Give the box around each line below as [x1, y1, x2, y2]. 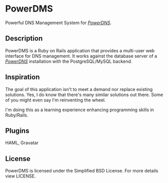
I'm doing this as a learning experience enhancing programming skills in [5, 107, 154, 113]
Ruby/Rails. [5, 112, 29, 118]
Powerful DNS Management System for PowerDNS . [5, 20, 112, 26]
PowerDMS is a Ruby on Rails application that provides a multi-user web [5, 47, 155, 53]
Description [5, 34, 43, 43]
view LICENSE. [5, 173, 36, 179]
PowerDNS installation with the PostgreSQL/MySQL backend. [5, 58, 132, 64]
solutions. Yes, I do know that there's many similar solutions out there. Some [5, 91, 163, 98]
